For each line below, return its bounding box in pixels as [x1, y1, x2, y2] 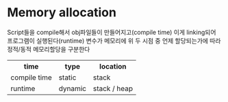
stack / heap [92, 84, 134, 93]
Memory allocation [7, 5, 116, 20]
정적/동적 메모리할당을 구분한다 [7, 45, 90, 53]
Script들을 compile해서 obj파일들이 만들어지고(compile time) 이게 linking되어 [7, 28, 216, 36]
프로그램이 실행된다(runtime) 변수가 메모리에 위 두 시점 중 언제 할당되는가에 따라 [7, 36, 221, 45]
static [58, 73, 77, 82]
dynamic [58, 84, 87, 93]
